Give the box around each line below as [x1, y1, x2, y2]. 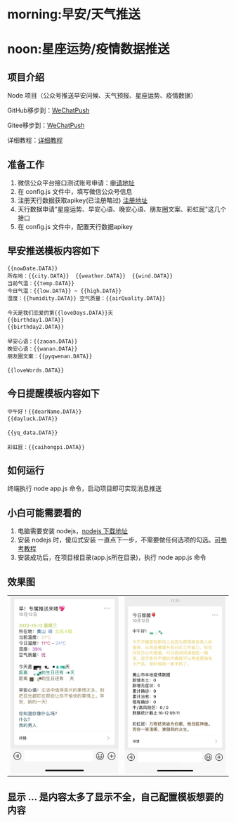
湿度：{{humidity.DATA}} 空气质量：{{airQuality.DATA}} [7, 294, 166, 302]
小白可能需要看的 [7, 507, 81, 518]
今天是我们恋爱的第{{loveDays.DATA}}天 [7, 309, 114, 316]
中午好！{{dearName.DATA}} [7, 408, 82, 415]
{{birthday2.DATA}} [7, 323, 65, 330]
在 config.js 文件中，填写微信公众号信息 [17, 188, 133, 195]
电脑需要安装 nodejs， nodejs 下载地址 [17, 527, 129, 535]
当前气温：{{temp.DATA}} [7, 280, 75, 287]
